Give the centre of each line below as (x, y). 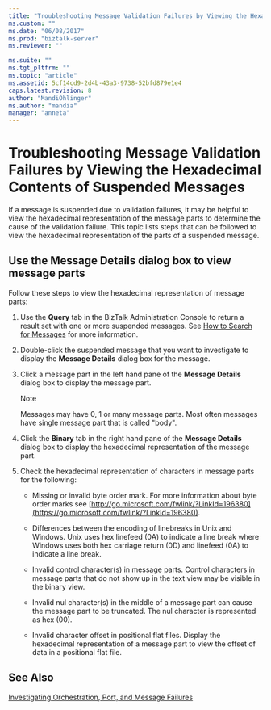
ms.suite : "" (30, 61)
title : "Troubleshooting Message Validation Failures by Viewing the (128, 16)
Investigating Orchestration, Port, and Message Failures (101, 697)
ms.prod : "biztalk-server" (54, 38)
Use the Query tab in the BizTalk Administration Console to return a (132, 317)
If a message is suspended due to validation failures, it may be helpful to (129, 210)
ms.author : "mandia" (43, 106)
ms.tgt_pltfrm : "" (39, 68)
